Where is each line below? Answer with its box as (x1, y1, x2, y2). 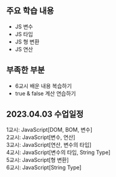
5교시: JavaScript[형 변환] (6, 156, 69, 164)
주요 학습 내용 (6, 5, 54, 16)
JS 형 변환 (14, 38, 40, 45)
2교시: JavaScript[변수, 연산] (6, 134, 76, 141)
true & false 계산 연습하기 (14, 89, 76, 97)
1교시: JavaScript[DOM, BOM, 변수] (6, 126, 92, 134)
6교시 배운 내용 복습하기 (14, 82, 72, 89)
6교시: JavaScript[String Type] (6, 164, 82, 171)
